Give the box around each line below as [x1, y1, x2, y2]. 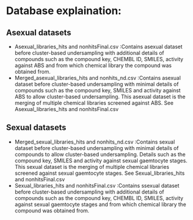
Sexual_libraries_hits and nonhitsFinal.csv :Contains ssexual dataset [14, 182, 179, 189]
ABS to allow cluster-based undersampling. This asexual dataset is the [14, 93, 186, 100]
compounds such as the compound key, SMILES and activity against [14, 87, 181, 94]
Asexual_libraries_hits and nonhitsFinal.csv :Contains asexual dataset [14, 43, 183, 50]
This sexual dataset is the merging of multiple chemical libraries [14, 163, 169, 170]
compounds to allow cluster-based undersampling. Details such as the [14, 151, 186, 158]
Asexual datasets [6, 28, 72, 38]
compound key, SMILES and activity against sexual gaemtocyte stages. [14, 157, 188, 164]
